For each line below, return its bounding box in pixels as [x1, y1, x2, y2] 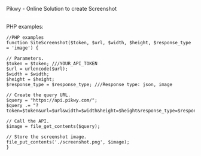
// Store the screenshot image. [6, 134, 87, 140]
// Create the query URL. [6, 92, 71, 98]
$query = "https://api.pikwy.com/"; [6, 97, 98, 103]
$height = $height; [6, 77, 55, 82]
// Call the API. [6, 118, 50, 124]
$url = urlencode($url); [6, 66, 68, 72]
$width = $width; [6, 71, 50, 77]
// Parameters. [6, 56, 44, 62]
